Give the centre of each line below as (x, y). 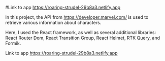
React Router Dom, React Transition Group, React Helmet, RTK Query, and (83, 38)
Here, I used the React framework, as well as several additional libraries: (81, 32)
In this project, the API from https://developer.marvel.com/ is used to (77, 17)
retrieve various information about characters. (53, 23)
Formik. (13, 43)
